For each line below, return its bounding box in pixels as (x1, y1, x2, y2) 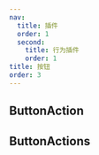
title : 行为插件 (25, 46, 80, 55)
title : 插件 (17, 21, 59, 30)
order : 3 (9, 71, 42, 80)
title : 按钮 (9, 63, 50, 72)
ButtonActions (9, 134, 91, 149)
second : (17, 37, 46, 47)
